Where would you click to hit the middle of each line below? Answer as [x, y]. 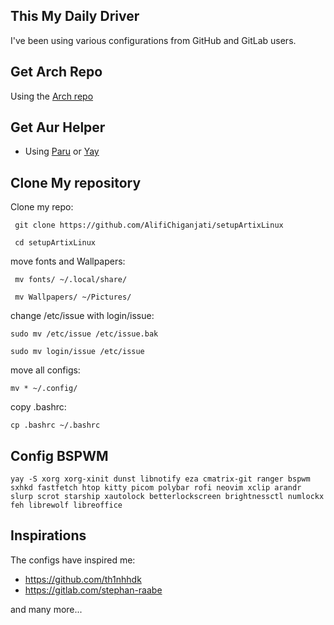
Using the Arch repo [52, 96]
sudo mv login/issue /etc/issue [77, 352]
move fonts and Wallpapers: [68, 261]
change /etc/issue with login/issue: [82, 316]
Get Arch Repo [56, 72]
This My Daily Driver [75, 16]
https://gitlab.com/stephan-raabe [93, 590]
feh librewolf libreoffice [66, 505]
